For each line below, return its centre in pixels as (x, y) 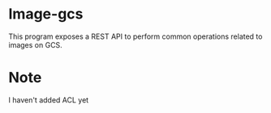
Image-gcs (46, 14)
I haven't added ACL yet (49, 100)
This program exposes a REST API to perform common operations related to (135, 36)
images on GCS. (35, 44)
